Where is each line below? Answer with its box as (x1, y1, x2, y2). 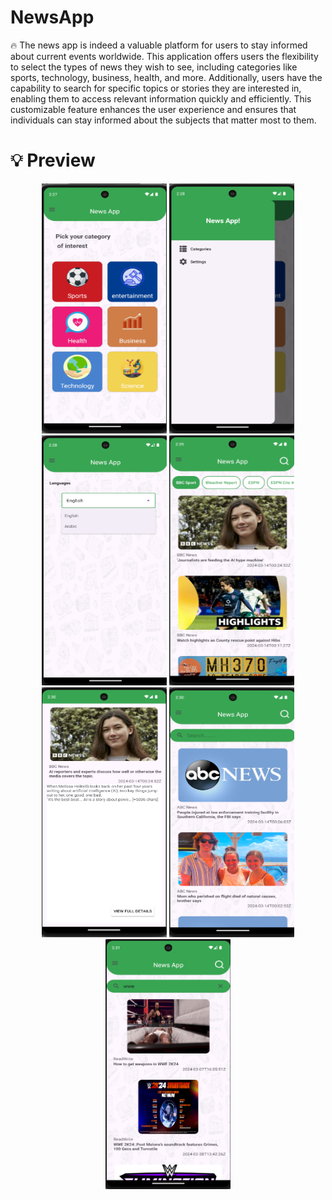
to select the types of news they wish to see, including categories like (10, 61, 298, 73)
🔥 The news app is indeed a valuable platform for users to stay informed (10, 39, 308, 51)
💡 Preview (10, 149, 96, 172)
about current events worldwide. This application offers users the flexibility (10, 50, 319, 62)
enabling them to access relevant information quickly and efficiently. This (10, 92, 312, 105)
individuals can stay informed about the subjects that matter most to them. (10, 114, 317, 126)
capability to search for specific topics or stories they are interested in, (10, 82, 302, 94)
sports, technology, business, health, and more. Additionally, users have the (10, 71, 323, 83)
